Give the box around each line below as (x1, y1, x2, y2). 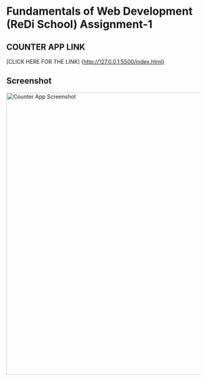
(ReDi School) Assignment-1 (6, 17, 153, 31)
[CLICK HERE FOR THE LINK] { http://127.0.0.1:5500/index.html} (6, 58, 165, 65)
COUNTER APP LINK (6, 42, 86, 52)
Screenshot (6, 75, 52, 87)
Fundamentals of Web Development (6, 4, 193, 18)
